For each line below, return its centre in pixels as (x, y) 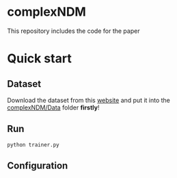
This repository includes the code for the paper (73, 31)
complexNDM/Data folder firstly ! (53, 107)
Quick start (39, 59)
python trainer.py (33, 144)
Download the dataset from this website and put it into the (89, 100)
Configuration (38, 166)
